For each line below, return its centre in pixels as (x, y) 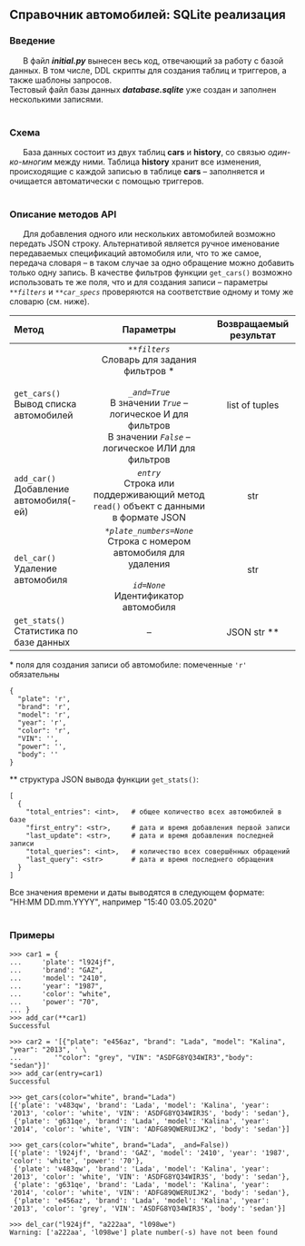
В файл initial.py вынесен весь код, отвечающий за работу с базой (153, 60)
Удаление (35, 569)
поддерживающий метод (149, 495)
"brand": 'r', (44, 707)
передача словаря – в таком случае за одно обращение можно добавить (152, 263)
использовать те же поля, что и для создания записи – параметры (139, 282)
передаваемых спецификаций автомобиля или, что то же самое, (135, 253)
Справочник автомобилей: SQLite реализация (148, 15)
